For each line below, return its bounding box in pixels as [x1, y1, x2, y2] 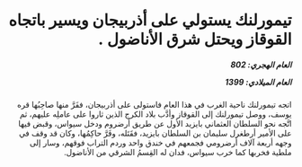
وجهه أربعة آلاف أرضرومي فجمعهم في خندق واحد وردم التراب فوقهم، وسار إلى [29, 137, 292, 148]
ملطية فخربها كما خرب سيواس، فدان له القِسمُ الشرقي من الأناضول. [63, 147, 292, 158]
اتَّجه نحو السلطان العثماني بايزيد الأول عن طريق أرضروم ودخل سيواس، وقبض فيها [18, 119, 292, 129]
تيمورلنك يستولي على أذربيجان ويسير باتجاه [8, 10, 292, 31]
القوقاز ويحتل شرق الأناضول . [97, 29, 292, 49]
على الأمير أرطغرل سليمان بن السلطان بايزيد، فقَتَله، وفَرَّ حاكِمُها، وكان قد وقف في [18, 127, 292, 139]
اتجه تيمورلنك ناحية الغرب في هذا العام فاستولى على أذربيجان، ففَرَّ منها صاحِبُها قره [16, 100, 292, 110]
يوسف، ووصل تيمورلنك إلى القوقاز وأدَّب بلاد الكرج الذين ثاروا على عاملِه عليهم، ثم [19, 109, 292, 119]
